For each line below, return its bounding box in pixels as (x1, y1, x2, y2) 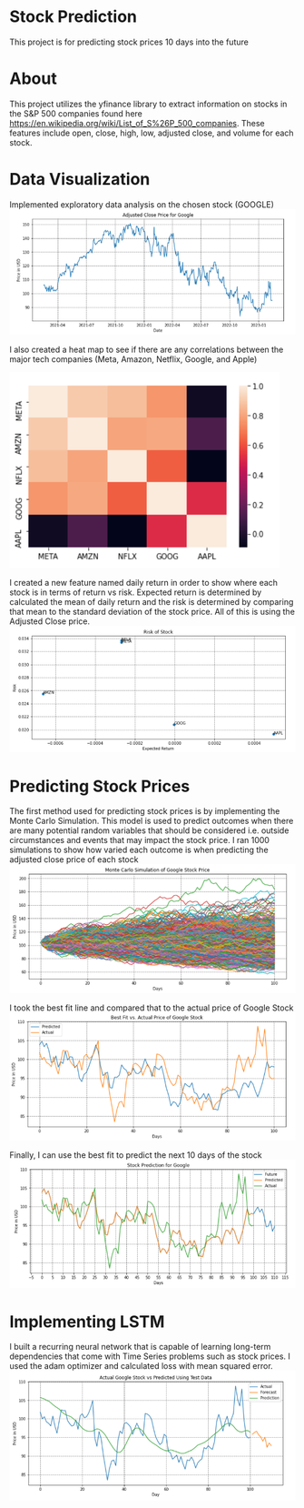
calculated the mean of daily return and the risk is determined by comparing (9, 596, 294, 607)
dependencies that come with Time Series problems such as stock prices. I (9, 1351, 290, 1362)
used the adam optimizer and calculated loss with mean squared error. (9, 1361, 274, 1372)
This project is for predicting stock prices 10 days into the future (9, 36, 250, 47)
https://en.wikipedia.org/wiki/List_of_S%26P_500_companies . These (9, 117, 265, 128)
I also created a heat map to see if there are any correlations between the (9, 344, 284, 355)
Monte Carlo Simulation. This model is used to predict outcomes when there (9, 816, 294, 827)
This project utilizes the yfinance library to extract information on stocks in (9, 98, 288, 109)
